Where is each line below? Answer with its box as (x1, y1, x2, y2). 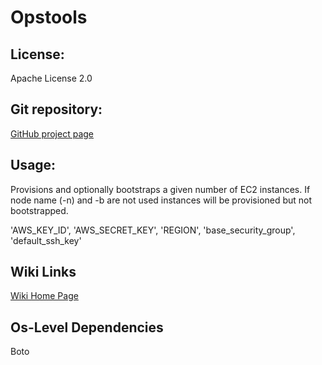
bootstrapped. (10, 204, 69, 216)
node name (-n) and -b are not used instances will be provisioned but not (10, 194, 313, 206)
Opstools (10, 6, 88, 29)
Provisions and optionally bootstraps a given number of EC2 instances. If (10, 183, 311, 195)
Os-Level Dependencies (10, 319, 164, 336)
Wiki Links (10, 264, 77, 281)
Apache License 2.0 (10, 72, 93, 84)
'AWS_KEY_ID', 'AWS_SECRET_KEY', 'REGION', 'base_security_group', (10, 224, 296, 236)
